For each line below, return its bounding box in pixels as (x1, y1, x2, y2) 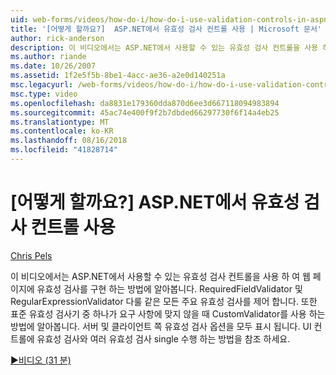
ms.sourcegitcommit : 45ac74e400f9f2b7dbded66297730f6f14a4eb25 (10, 107, 280, 118)
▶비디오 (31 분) (10, 354, 72, 366)
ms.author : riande (10, 52, 87, 62)
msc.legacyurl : (10, 80, 74, 90)
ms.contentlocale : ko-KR (10, 126, 114, 136)
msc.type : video (10, 89, 78, 99)
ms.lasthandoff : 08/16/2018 (10, 136, 128, 146)
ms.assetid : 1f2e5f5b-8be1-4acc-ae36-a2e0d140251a (10, 71, 226, 81)
